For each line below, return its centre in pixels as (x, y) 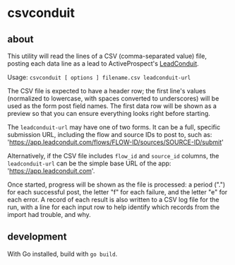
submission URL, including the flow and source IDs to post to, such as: (110, 135)
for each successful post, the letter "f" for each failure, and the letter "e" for (117, 192)
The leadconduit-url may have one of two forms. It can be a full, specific (114, 127)
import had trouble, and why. (49, 214)
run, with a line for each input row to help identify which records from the (114, 207)
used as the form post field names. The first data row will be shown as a (112, 106)
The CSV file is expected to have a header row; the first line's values (107, 91)
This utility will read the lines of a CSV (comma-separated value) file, (107, 56)
